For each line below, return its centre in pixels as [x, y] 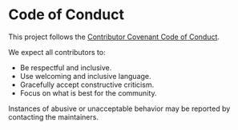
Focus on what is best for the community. [88, 93]
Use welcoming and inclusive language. [85, 76]
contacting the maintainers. [53, 116]
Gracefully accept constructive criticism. [87, 85]
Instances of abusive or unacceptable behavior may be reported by [119, 108]
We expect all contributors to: [57, 52]
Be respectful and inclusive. [66, 67]
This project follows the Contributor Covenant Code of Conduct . [114, 37]
